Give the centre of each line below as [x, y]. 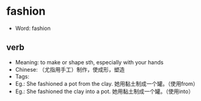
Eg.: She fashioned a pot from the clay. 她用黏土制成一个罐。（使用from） [107, 83]
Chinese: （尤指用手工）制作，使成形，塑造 [70, 69]
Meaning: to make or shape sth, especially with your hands [89, 62]
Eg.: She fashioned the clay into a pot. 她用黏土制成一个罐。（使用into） [104, 91]
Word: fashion [33, 28]
